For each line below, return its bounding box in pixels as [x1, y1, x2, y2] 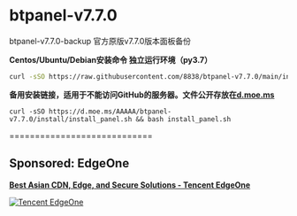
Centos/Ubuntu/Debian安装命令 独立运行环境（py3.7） [9, 54, 213, 65]
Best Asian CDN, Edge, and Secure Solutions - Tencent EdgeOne [9, 179, 251, 190]
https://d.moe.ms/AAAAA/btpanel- [48, 107, 172, 116]
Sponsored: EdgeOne [9, 156, 130, 171]
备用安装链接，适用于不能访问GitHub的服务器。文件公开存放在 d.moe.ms [9, 89, 275, 100]
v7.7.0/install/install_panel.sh [9, 114, 133, 124]
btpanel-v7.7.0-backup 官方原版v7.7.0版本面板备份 [9, 35, 192, 46]
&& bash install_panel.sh [135, 114, 232, 124]
